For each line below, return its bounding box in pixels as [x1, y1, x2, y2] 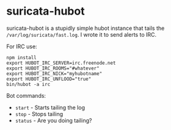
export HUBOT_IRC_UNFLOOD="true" [6, 76, 92, 82]
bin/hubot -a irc [6, 81, 51, 87]
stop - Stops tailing [15, 110, 64, 117]
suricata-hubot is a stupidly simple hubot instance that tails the [6, 24, 165, 32]
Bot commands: [6, 92, 46, 99]
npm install [6, 54, 37, 60]
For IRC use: [6, 43, 38, 50]
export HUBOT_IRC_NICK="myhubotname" [6, 70, 103, 77]
